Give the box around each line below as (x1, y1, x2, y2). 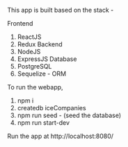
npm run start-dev (17, 119, 70, 127)
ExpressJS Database (17, 55, 77, 63)
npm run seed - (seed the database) (17, 111, 122, 119)
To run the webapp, (7, 83, 64, 91)
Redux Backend (17, 40, 63, 48)
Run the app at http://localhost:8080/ (7, 132, 113, 140)
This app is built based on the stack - (7, 6, 114, 14)
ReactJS (17, 33, 42, 41)
